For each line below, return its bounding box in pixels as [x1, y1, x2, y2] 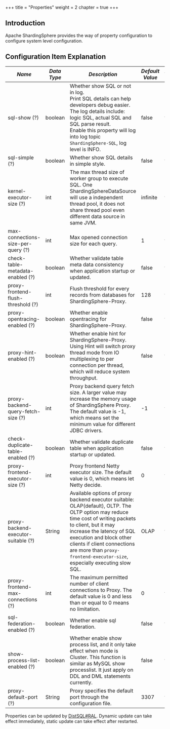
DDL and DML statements [69, 672, 131, 679]
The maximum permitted [69, 573, 128, 581]
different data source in [69, 213, 125, 220]
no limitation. [69, 605, 100, 612]
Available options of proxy [69, 489, 132, 496]
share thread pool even [69, 206, 125, 213]
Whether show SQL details [69, 154, 133, 161]
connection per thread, [69, 362, 124, 369]
